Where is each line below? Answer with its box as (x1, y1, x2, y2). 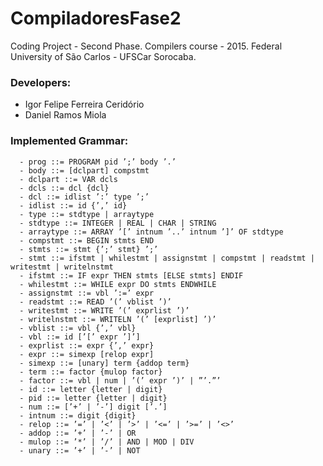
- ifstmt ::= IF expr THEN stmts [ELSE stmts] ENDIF (19, 270, 244, 281)
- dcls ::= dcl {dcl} (19, 183, 110, 193)
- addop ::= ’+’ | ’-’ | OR (19, 428, 137, 438)
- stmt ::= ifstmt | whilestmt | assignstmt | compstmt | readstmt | (19, 253, 315, 263)
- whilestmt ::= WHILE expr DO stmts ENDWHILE (19, 279, 217, 289)
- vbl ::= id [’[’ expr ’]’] (19, 332, 141, 342)
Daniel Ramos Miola (24, 109, 107, 121)
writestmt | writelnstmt (10, 262, 114, 272)
